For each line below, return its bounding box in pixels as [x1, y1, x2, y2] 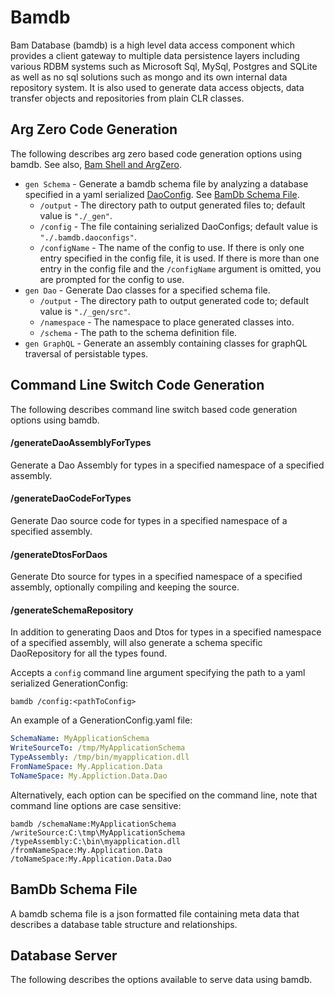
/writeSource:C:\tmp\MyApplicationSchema [10, 827, 186, 838]
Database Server [10, 947, 118, 964]
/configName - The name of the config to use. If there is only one [39, 241, 305, 253]
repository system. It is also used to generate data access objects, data [10, 81, 305, 93]
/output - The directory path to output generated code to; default [39, 294, 310, 306]
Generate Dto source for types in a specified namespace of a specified [10, 571, 303, 583]
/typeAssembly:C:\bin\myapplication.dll [10, 836, 182, 846]
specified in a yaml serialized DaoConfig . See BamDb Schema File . [24, 188, 300, 200]
